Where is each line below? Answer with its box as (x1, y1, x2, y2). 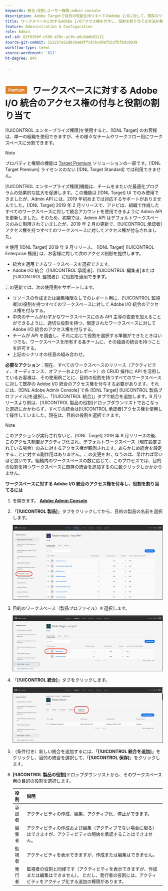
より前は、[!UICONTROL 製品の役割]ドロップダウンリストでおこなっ (18, 400, 159, 406)
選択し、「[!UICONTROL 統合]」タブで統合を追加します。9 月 (33, 394, 158, 400)
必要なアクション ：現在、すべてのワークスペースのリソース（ (5, 362, 131, 368)
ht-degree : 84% (5, 56, 37, 61)
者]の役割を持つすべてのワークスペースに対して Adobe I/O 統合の (12, 301, 146, 307)
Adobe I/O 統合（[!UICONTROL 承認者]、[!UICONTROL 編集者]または (12, 267, 155, 273)
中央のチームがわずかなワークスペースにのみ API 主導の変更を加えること (12, 314, 161, 320)
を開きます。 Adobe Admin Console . (12, 498, 89, 504)
